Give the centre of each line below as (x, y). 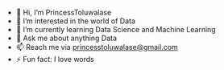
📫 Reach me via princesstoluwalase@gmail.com (97, 47)
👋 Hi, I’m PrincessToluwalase (64, 12)
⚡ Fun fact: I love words (55, 59)
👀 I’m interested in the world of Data (75, 21)
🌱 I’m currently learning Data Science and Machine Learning (116, 29)
